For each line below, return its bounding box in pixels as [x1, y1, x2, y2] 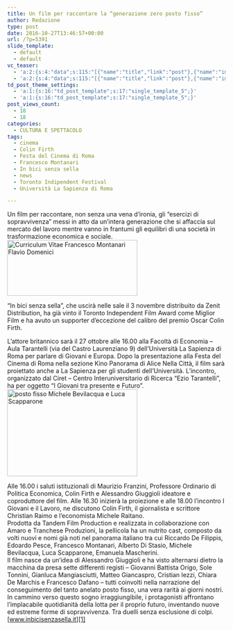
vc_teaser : [7, 62, 39, 69]
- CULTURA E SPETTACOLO [13, 127, 82, 134]
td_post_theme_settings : [7, 81, 79, 88]
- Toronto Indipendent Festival [13, 178, 107, 185]
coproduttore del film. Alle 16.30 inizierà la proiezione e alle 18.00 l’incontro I [7, 497, 225, 505]
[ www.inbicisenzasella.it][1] [7, 615, 86, 624]
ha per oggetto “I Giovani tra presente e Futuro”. [7, 381, 144, 390]
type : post [7, 23, 39, 30]
